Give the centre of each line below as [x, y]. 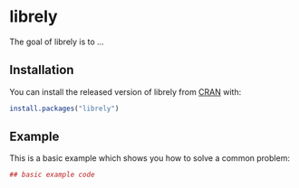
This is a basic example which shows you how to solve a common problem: [149, 158]
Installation [42, 70]
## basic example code [52, 175]
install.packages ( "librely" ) [64, 108]
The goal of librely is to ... [57, 42]
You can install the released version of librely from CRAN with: [125, 91]
